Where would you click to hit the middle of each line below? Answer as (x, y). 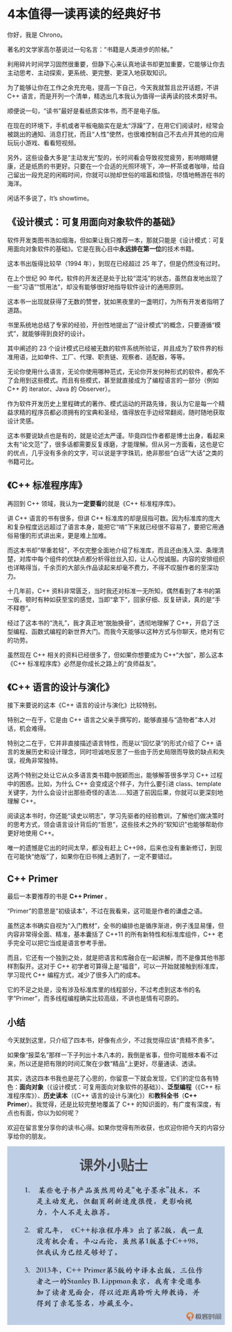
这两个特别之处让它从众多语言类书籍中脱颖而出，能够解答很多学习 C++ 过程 (115, 775)
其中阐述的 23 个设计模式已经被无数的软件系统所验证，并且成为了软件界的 (113, 348)
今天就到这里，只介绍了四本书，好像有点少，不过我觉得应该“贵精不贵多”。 (113, 1040)
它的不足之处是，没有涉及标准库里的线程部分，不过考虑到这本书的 (101, 989)
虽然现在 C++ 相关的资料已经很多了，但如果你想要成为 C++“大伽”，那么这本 (115, 655)
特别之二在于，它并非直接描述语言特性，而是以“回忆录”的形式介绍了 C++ (111, 743)
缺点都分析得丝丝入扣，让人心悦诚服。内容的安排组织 (149, 558)
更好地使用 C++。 (32, 833)
